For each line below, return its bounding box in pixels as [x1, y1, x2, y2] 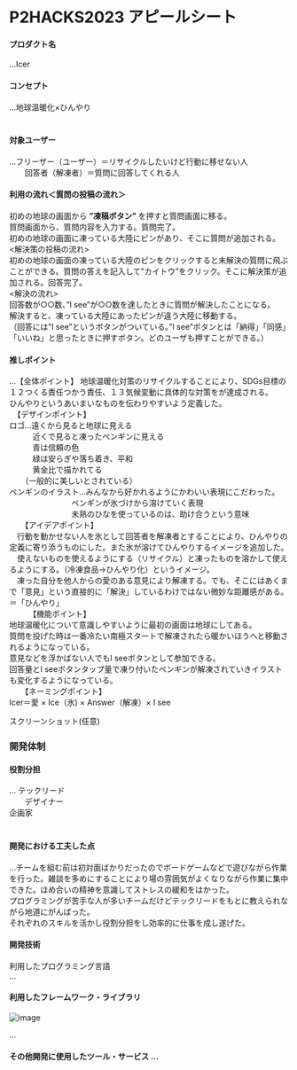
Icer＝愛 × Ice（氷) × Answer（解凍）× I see [9, 697, 171, 708]
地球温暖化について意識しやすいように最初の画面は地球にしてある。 [9, 620, 257, 630]
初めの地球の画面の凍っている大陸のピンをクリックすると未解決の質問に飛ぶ [9, 255, 289, 265]
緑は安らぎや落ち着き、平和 [32, 453, 134, 465]
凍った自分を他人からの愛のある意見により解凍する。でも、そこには [16, 575, 266, 586]
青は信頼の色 [32, 442, 80, 453]
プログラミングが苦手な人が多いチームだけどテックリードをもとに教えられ [9, 895, 281, 906]
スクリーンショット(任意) [9, 716, 100, 727]
